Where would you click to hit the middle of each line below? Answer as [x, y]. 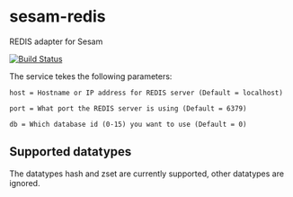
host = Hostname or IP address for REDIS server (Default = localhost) [146, 93]
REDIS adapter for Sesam [56, 41]
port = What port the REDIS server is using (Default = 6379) [128, 108]
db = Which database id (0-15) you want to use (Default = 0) [128, 124]
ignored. [25, 183]
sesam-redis [58, 17]
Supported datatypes [71, 152]
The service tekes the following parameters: [91, 76]
